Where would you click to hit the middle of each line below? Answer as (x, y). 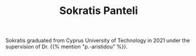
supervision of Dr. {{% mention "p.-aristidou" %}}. (67, 47)
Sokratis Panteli (99, 11)
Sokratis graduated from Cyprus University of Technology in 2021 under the (98, 41)
